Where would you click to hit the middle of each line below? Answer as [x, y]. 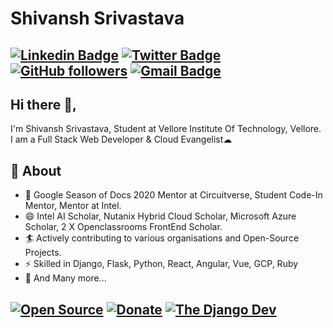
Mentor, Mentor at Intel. [73, 206]
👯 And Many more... [65, 278]
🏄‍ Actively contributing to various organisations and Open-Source [162, 238]
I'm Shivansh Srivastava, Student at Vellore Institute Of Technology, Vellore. [166, 129]
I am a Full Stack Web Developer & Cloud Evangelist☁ [121, 139]
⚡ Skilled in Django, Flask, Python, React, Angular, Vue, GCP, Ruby [161, 264]
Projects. [43, 253]
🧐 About [36, 170]
